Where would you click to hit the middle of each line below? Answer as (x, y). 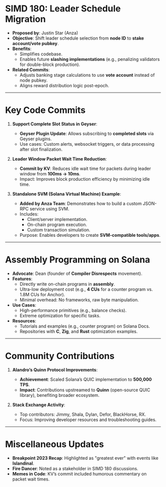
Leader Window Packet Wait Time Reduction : (60, 159)
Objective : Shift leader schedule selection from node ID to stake (78, 38)
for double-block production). (50, 64)
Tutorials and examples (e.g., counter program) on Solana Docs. (85, 326)
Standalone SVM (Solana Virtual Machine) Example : (66, 194)
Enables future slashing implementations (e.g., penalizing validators (90, 59)
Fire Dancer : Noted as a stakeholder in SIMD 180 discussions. (75, 468)
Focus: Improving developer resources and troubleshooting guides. (88, 420)
